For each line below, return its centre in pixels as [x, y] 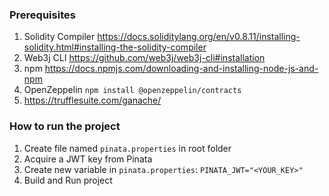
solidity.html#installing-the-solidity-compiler [115, 47]
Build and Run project [68, 180]
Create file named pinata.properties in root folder [127, 148]
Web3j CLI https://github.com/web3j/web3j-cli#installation [144, 58]
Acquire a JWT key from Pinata [88, 159]
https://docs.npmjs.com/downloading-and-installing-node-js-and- [181, 69]
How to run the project [65, 126]
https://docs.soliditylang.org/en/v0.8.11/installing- [199, 37]
